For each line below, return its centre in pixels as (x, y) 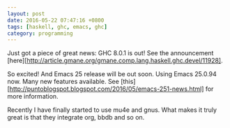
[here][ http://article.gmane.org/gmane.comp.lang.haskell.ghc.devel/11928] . (115, 61)
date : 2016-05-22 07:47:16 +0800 (56, 20)
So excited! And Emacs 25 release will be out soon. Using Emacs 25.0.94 (112, 74)
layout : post (26, 14)
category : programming (40, 33)
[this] (128, 82)
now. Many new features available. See (63, 82)
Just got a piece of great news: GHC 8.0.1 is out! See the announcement (110, 53)
